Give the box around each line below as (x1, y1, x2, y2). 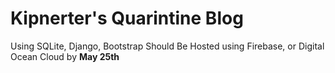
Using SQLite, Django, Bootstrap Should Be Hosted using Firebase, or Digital (10, 40, 325, 52)
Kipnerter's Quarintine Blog (10, 7, 244, 30)
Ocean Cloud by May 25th (10, 50, 120, 62)
